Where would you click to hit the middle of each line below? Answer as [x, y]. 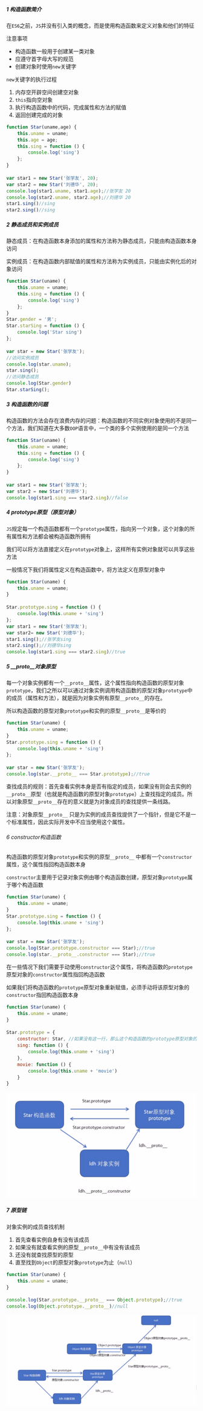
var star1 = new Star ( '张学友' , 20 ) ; [52, 178]
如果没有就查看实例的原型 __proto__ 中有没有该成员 [78, 1247]
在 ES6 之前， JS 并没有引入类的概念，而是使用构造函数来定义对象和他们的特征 [100, 25]
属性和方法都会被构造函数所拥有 [51, 536]
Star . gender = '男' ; [32, 320]
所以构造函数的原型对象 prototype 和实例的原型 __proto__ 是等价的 [86, 711]
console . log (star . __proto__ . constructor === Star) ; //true [81, 955]
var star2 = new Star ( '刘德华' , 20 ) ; [52, 185]
